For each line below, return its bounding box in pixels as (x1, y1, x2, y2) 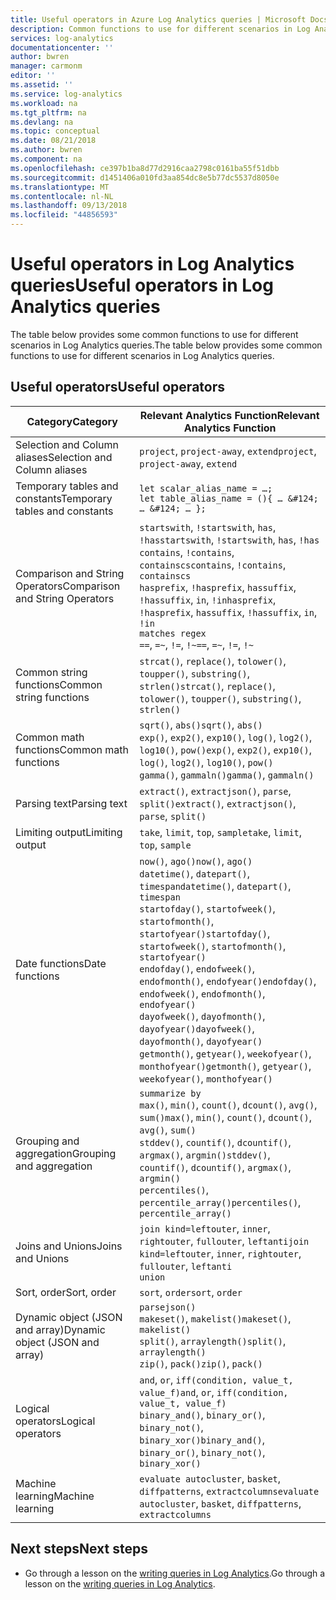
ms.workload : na (10, 98, 78, 108)
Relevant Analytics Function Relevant (139, 408, 320, 422)
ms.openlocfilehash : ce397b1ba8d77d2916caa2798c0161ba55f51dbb (10, 163, 280, 173)
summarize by (139, 1087, 202, 1099)
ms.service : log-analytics (10, 89, 123, 99)
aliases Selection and (15, 450, 113, 464)
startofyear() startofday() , (139, 926, 271, 940)
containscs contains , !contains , (139, 557, 287, 571)
